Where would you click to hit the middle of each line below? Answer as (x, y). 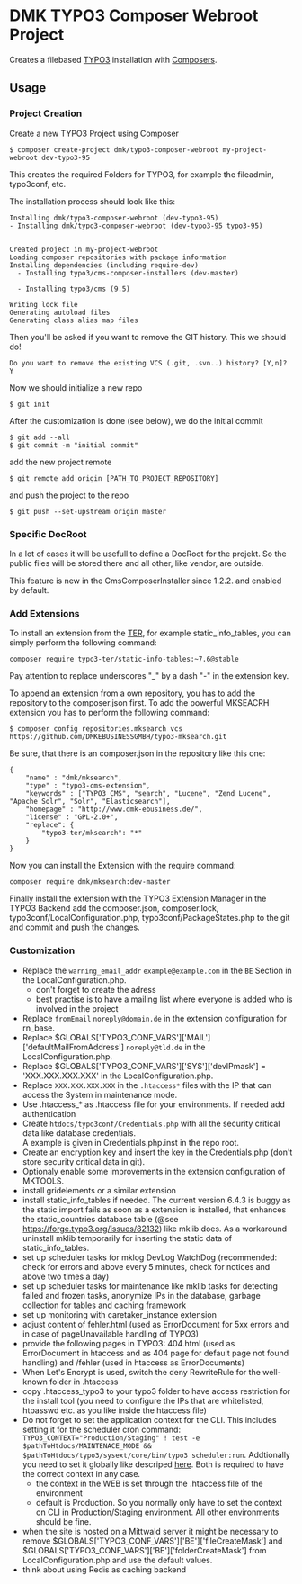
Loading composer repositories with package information (118, 257)
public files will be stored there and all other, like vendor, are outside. (137, 562)
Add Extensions (44, 613)
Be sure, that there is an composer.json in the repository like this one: (138, 753)
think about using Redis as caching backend (104, 1569)
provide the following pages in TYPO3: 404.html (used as (129, 1343)
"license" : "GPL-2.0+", (72, 817)
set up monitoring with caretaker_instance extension (120, 1314)
